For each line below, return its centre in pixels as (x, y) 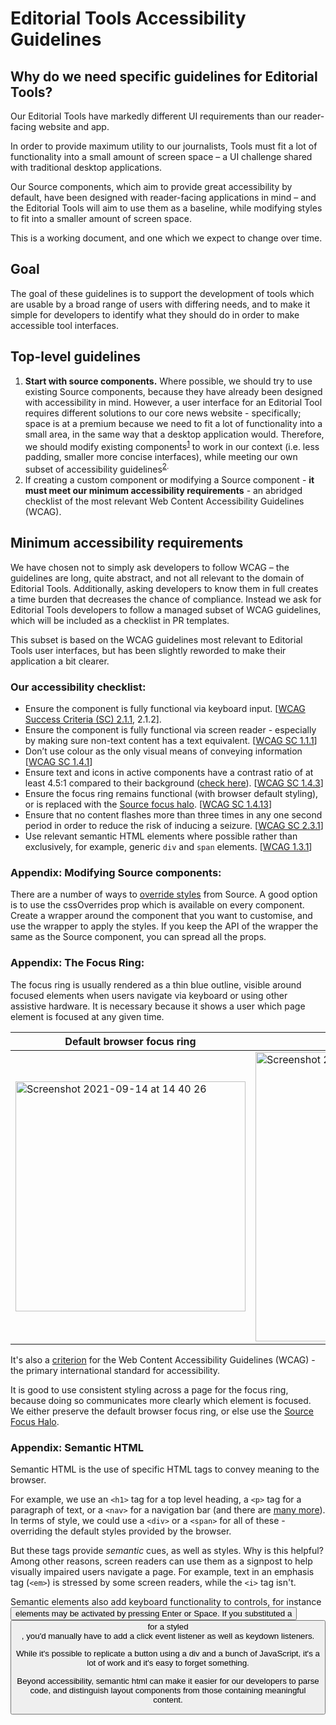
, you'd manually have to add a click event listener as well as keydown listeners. (168, 1635)
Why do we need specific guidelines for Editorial (164, 76)
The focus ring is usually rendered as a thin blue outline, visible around (156, 984)
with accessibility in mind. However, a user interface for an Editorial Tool (173, 402)
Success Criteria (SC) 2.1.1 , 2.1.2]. (93, 719)
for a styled (168, 1626)
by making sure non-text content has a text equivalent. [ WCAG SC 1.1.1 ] (171, 741)
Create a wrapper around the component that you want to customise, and (161, 916)
